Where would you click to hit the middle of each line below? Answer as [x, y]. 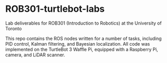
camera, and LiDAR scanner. [35, 55]
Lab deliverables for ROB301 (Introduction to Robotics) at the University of [83, 23]
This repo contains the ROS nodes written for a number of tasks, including [83, 38]
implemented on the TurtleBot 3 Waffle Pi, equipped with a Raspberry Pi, [82, 49]
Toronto [14, 28]
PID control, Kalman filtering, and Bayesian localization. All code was [78, 44]
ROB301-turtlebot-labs [55, 9]
